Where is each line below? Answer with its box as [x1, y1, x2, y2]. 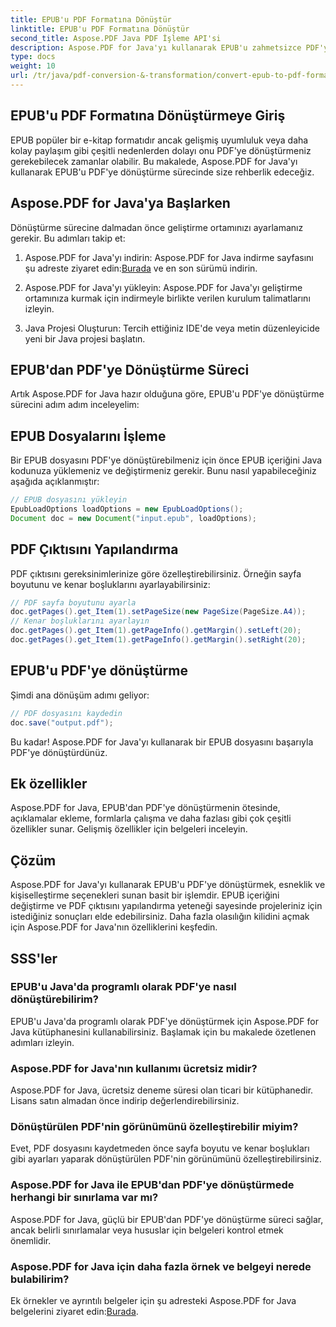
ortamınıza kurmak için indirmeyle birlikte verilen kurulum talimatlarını [24, 292, 311, 304]
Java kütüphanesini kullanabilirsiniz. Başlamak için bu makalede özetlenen [10, 1026, 317, 1038]
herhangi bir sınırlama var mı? [10, 1191, 159, 1205]
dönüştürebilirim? [10, 992, 99, 1006]
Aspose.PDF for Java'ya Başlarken [10, 195, 231, 212]
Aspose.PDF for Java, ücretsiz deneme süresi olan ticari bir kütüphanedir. [10, 1084, 314, 1096]
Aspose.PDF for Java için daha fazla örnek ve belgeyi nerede [10, 1259, 312, 1273]
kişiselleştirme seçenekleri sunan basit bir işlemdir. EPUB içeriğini [10, 889, 280, 901]
